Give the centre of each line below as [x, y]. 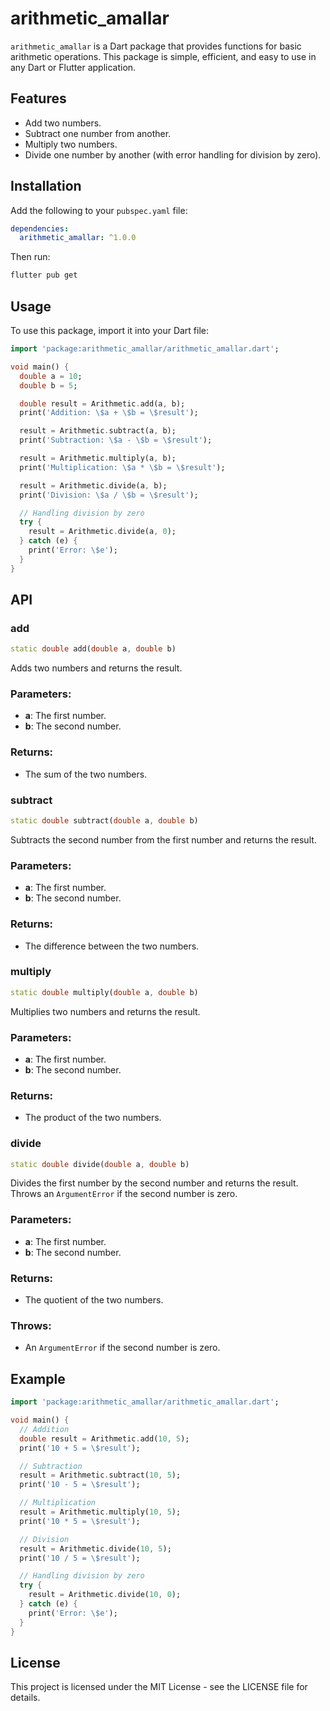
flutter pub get [44, 275]
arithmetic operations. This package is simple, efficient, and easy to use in [163, 56]
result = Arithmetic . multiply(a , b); [98, 458]
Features [38, 98]
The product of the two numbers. [93, 1118]
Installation [46, 186]
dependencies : [40, 228]
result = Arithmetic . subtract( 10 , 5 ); [100, 1475]
